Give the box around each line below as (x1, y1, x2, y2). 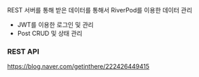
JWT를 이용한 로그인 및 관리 (17, 21, 94, 29)
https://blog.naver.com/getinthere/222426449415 (7, 63, 150, 71)
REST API (7, 47, 40, 56)
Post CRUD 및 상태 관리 (17, 30, 83, 37)
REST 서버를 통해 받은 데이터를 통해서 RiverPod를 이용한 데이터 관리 (7, 6, 193, 14)
